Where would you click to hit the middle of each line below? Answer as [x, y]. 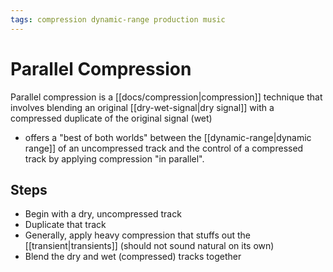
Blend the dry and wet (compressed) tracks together [133, 257]
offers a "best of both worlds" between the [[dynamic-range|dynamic [168, 137]
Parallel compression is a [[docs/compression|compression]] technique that [166, 97]
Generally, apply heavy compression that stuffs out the [137, 235]
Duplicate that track [65, 225]
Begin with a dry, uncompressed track [103, 214]
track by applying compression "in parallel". [114, 158]
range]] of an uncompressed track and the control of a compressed [164, 148]
